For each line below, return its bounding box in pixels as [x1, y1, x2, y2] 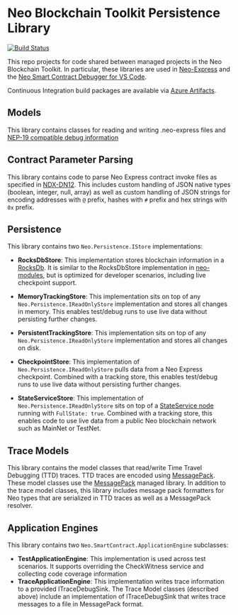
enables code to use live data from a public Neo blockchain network [17, 417, 217, 425]
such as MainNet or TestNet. [17, 424, 101, 432]
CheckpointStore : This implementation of [17, 357, 140, 366]
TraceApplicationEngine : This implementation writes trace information [17, 577, 225, 585]
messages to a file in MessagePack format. [17, 600, 144, 608]
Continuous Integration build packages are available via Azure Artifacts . [7, 86, 217, 94]
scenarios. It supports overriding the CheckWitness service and [17, 562, 204, 570]
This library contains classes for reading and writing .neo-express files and [7, 126, 226, 134]
